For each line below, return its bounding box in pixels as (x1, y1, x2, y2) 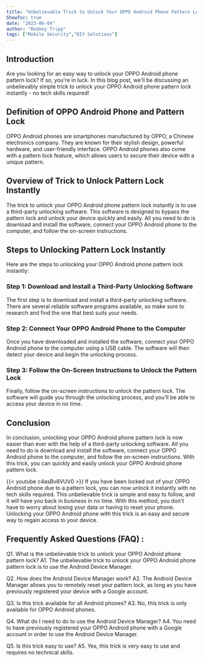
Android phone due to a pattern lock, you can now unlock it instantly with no (6, 485, 196, 492)
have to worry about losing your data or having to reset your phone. (6, 504, 175, 511)
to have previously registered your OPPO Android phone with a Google (6, 624, 182, 631)
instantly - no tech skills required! (6, 89, 89, 96)
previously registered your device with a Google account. (6, 588, 149, 595)
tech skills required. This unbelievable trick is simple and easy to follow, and (6, 491, 195, 498)
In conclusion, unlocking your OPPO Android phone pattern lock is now (6, 434, 183, 441)
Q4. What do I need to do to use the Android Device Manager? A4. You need (6, 617, 196, 625)
